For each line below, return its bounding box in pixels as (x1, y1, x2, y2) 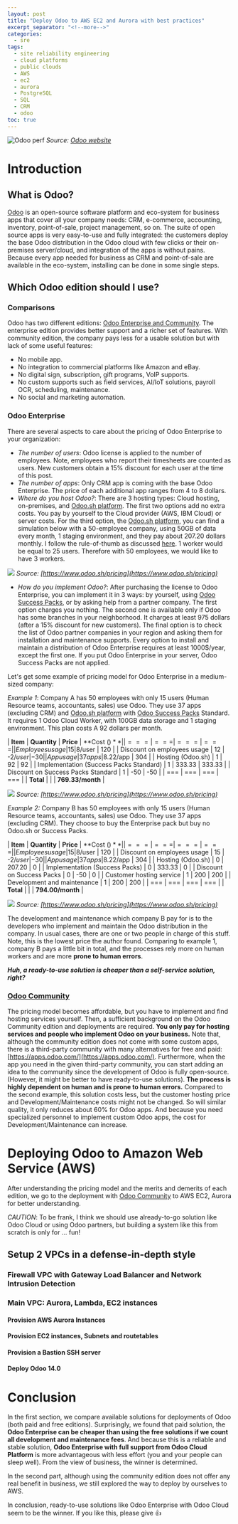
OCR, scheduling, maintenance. (17, 386, 110, 394)
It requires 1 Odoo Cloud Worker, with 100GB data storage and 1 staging (7, 716, 217, 724)
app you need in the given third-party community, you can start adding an (7, 1059, 224, 1068)
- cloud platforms (13, 57, 69, 64)
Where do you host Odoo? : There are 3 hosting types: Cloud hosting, (17, 494, 220, 502)
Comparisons (7, 302, 55, 312)
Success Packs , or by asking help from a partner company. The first (17, 598, 217, 606)
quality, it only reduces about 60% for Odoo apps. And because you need (7, 1105, 223, 1113)
